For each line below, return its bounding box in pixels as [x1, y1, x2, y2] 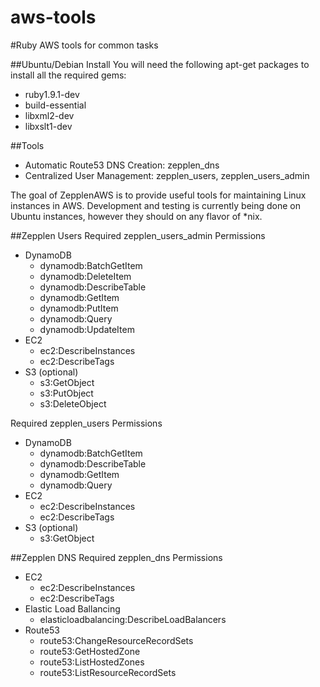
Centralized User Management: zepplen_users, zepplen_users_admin [24, 169, 310, 181]
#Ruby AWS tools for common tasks [10, 39, 159, 51]
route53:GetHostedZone [39, 645, 141, 657]
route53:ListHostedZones [39, 656, 145, 668]
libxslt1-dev [24, 120, 73, 132]
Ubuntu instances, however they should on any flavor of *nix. [10, 210, 263, 222]
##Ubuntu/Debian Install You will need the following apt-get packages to [10, 58, 310, 70]
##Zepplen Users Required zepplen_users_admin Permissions [10, 229, 266, 241]
